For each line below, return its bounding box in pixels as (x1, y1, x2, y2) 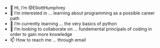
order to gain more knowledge (9, 31, 72, 37)
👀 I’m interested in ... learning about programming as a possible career (9, 10, 155, 16)
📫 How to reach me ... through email (9, 37, 86, 42)
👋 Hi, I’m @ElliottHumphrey (9, 5, 66, 10)
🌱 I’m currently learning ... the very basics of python (9, 20, 117, 26)
